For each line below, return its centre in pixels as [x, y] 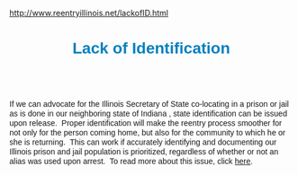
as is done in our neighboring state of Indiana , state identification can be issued [149, 114]
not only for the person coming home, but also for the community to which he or [148, 133]
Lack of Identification [151, 48]
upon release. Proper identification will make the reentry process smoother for [146, 123]
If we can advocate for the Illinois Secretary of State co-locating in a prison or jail [149, 104]
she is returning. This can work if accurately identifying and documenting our [143, 142]
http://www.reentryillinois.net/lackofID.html [89, 13]
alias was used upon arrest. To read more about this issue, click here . [131, 162]
